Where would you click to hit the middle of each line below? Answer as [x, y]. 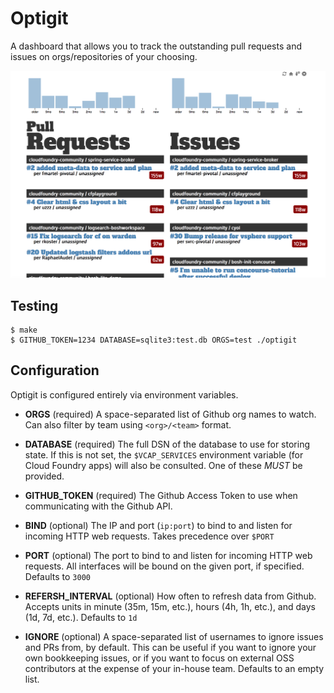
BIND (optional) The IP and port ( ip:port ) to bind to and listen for [158, 525]
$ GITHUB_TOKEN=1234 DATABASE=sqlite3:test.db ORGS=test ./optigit [154, 340]
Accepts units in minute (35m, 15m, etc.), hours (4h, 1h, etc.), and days [170, 606]
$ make [24, 330]
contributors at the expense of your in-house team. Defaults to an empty [174, 668]
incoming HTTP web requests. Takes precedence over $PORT [149, 536]
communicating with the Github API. [98, 506]
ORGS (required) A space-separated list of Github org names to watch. [170, 414]
